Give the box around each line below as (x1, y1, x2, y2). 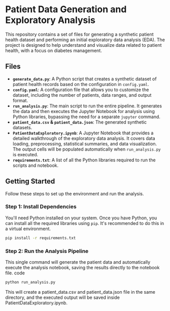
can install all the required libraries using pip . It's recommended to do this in (5, 220, 164, 226)
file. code (5, 270, 25, 276)
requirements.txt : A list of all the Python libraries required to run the (12, 157, 156, 163)
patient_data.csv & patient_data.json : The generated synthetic (12, 119, 147, 125)
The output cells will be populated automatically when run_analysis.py (12, 146, 161, 152)
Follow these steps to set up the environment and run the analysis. (5, 190, 144, 196)
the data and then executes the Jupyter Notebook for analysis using (12, 108, 155, 114)
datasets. (12, 124, 32, 130)
